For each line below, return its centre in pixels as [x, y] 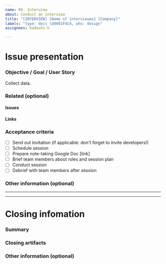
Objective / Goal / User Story [40, 72]
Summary [17, 229]
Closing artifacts [25, 243]
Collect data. [18, 83]
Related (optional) [27, 96]
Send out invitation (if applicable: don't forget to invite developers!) [81, 143]
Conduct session [29, 165]
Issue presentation [44, 57]
